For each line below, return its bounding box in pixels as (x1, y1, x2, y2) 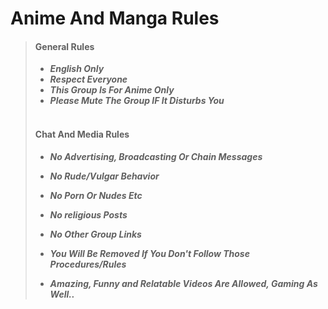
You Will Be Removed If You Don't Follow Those (49, 247, 250, 259)
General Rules (34, 40, 95, 52)
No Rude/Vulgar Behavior (49, 170, 160, 182)
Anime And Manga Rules (10, 7, 220, 30)
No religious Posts (49, 208, 128, 221)
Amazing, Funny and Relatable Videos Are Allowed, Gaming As (49, 277, 318, 289)
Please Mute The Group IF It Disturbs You (49, 95, 225, 107)
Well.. (49, 288, 75, 300)
